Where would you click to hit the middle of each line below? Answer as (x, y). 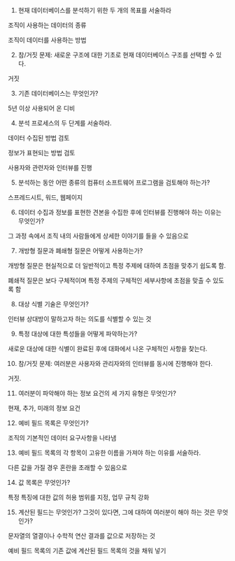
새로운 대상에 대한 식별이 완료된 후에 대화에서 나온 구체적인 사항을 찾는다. (108, 349)
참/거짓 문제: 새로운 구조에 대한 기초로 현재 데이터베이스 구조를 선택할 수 (116, 55)
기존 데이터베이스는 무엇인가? (58, 93)
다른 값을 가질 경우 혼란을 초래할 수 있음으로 (68, 468)
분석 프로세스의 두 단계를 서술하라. (65, 123)
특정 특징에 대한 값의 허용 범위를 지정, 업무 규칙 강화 (79, 497)
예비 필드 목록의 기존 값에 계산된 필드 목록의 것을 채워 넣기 (87, 551)
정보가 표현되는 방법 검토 (42, 153)
